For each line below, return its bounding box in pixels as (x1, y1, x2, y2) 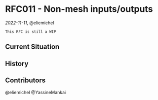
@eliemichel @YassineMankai (5, 89, 66, 95)
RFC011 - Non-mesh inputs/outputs (5, 3, 153, 15)
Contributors (5, 76, 46, 85)
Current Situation (5, 43, 60, 51)
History (5, 59, 29, 67)
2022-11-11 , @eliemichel (5, 20, 54, 26)
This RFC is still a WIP (5, 29, 56, 34)
